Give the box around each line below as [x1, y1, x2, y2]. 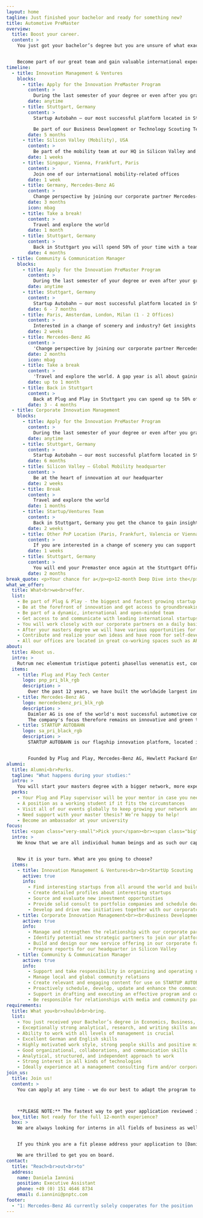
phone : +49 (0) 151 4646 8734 [17, 1186, 94, 1192]
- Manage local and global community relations [28, 974, 150, 980]
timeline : [6, 64, 31, 70]
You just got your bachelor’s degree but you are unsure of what [17, 43, 185, 49]
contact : [6, 1157, 28, 1164]
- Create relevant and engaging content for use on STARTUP [28, 980, 182, 986]
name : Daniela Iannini [17, 1174, 74, 1180]
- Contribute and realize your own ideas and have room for [17, 632, 172, 638]
